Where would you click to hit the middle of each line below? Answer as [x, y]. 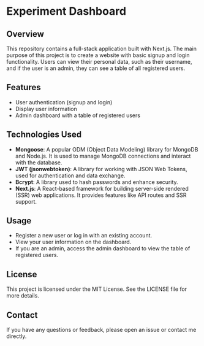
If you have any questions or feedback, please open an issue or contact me [101, 330]
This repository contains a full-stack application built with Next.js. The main [102, 48]
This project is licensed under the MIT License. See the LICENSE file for [97, 289]
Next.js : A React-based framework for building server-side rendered [102, 188]
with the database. [39, 162]
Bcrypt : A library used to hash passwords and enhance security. [97, 182]
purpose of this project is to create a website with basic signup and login [98, 55]
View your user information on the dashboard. [73, 242]
